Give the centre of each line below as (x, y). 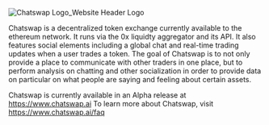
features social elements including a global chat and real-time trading (124, 45)
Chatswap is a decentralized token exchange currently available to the (125, 28)
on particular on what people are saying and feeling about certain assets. (130, 79)
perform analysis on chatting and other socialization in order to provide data (135, 71)
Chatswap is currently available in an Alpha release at (97, 95)
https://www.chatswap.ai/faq (57, 112)
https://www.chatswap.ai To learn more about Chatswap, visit (111, 104)
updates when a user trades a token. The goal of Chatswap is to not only (129, 54)
